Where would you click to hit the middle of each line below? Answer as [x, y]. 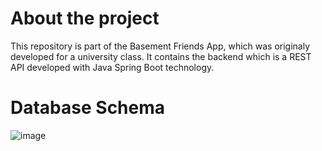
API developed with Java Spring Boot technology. [112, 67]
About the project [85, 18]
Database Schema [88, 108]
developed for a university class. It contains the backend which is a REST [161, 56]
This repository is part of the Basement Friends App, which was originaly [160, 46]
